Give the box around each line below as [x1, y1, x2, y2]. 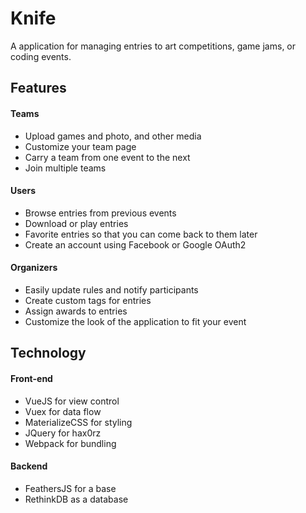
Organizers [10, 262, 58, 274]
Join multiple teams [24, 162, 107, 174]
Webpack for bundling [24, 437, 117, 449]
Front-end [10, 372, 53, 384]
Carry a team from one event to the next [24, 151, 191, 163]
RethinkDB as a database [24, 493, 129, 505]
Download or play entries [24, 217, 129, 229]
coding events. [10, 50, 72, 62]
